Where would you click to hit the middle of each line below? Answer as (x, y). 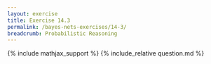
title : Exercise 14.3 (39, 20)
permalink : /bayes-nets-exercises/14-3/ (67, 27)
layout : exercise (33, 14)
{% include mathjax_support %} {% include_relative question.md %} (106, 53)
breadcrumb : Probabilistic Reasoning (62, 33)
